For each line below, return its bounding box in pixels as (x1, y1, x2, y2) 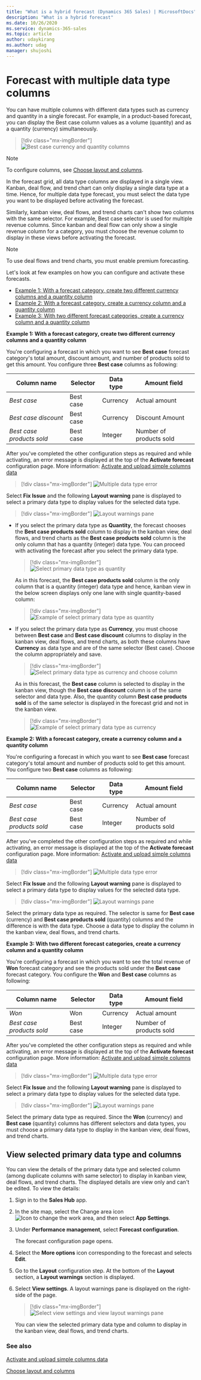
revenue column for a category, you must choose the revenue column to (6, 227, 184, 235)
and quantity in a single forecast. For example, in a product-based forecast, (6, 112, 193, 120)
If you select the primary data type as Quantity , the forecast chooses (14, 521, 187, 528)
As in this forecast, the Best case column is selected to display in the (14, 680, 185, 687)
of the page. (26, 1291, 57, 1299)
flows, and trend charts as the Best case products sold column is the (14, 534, 186, 542)
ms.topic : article (6, 31, 52, 37)
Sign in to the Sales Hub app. (14, 1196, 87, 1203)
